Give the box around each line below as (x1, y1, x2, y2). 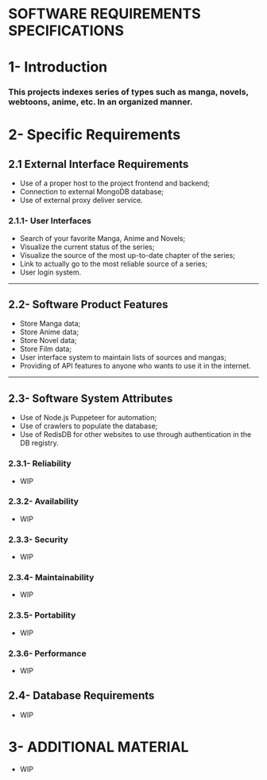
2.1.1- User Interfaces (8, 216, 91, 227)
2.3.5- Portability (8, 610, 76, 621)
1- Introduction (8, 58, 108, 76)
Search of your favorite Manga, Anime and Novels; (19, 233, 186, 243)
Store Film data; (19, 344, 72, 354)
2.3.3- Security (8, 534, 69, 545)
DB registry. (19, 439, 59, 448)
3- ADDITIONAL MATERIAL (8, 738, 189, 756)
